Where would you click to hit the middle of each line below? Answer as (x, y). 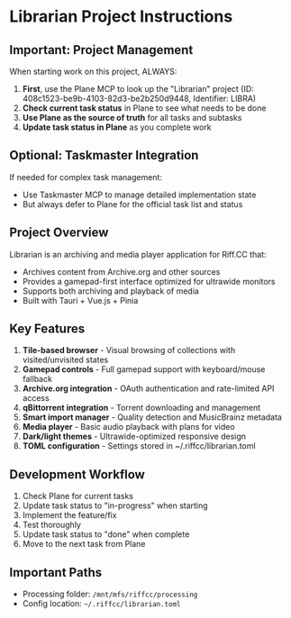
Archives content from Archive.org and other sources (121, 271)
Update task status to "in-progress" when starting (115, 505)
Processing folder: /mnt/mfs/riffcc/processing (110, 594)
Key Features (47, 329)
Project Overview (59, 233)
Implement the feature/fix (69, 515)
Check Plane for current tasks (77, 496)
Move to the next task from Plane (84, 544)
